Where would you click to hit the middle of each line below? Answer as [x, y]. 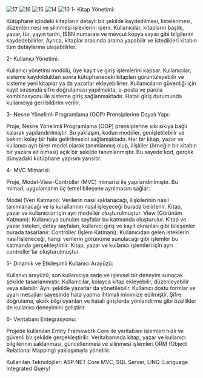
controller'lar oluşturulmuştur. [43, 251]
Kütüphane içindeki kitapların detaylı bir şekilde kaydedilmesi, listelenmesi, [99, 21]
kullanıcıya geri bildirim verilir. [43, 103]
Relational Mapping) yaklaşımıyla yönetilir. [58, 350]
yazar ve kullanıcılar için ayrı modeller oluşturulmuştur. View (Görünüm [95, 213]
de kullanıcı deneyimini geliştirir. [46, 307]
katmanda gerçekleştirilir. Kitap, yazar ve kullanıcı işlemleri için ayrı [90, 245]
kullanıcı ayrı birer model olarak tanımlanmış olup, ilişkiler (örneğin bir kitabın [101, 145]
